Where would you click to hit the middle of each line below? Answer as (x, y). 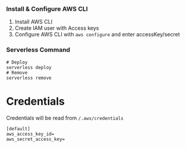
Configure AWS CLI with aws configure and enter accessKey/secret (97, 34)
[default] (18, 129)
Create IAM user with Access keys (57, 28)
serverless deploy (29, 67)
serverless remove (29, 78)
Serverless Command (38, 50)
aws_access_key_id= (30, 134)
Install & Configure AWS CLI (47, 9)
